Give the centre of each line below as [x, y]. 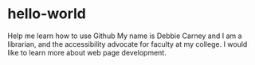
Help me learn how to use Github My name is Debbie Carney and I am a [125, 36]
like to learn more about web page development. [87, 52]
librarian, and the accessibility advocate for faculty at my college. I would [127, 44]
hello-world [47, 14]
